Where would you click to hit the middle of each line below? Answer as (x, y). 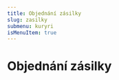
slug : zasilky (28, 20)
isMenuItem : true (32, 32)
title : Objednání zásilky (44, 13)
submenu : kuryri (30, 26)
